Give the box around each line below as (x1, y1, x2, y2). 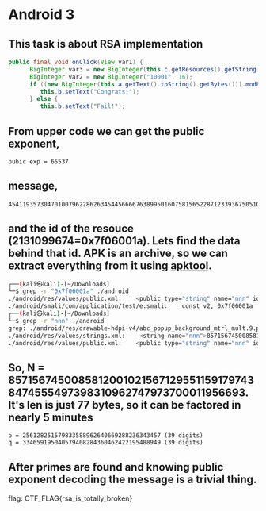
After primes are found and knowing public (8, 460, 224, 474)
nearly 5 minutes (8, 410, 93, 424)
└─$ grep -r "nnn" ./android (8, 317, 104, 325)
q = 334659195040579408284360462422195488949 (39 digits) (8, 439, 203, 447)
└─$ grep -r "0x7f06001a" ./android (8, 287, 129, 295)
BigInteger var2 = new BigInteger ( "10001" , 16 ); (28, 73, 193, 81)
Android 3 (8, 6, 75, 24)
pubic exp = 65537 (8, 157, 69, 166)
